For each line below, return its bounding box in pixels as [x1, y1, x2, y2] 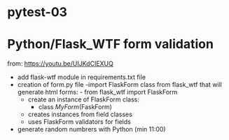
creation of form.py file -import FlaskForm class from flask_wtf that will [17, 80, 223, 89]
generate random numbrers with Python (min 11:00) [17, 125, 166, 134]
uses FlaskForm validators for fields [27, 118, 131, 126]
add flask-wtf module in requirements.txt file [17, 73, 146, 81]
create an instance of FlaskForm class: [27, 95, 140, 104]
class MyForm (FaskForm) [38, 103, 112, 111]
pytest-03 [7, 4, 68, 20]
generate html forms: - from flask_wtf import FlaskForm [17, 88, 178, 97]
